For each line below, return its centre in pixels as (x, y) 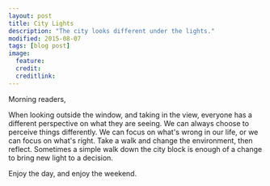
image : (19, 53)
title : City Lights (41, 23)
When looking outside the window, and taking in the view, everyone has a (131, 115)
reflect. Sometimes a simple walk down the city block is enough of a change (135, 149)
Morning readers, (37, 99)
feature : (30, 61)
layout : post (30, 16)
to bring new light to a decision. (61, 158)
